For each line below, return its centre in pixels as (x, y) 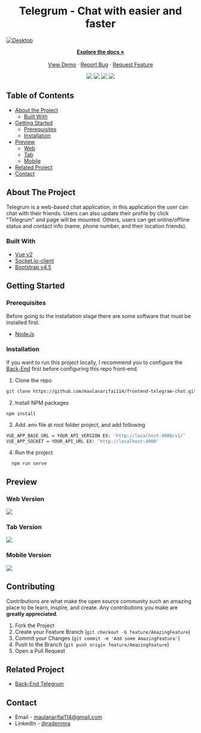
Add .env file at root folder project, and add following (80, 424)
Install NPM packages (42, 402)
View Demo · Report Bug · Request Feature (100, 65)
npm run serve (29, 464)
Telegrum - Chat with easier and (100, 11)
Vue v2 (24, 254)
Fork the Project (35, 625)
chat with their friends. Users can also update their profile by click (88, 213)
